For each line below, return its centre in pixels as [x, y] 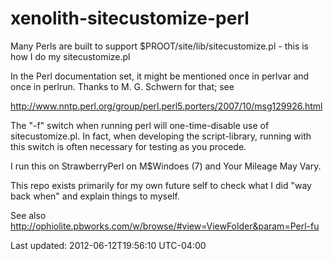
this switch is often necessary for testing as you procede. [128, 146]
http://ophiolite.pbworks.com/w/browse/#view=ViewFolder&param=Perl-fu [165, 226]
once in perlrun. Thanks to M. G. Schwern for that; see [122, 86]
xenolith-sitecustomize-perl [130, 18]
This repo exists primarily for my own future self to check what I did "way [161, 185]
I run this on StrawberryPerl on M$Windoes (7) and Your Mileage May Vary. [166, 166]
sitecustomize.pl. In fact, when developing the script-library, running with [161, 136]
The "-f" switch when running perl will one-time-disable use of [140, 125]
